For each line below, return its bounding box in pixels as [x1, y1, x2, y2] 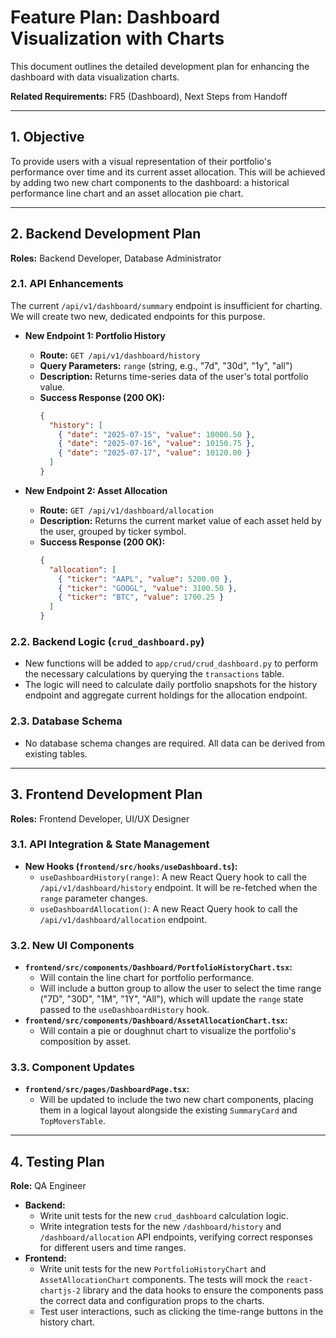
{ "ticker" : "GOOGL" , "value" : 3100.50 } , [58, 583, 238, 593]
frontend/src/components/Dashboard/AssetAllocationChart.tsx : [24, 1014, 288, 1026]
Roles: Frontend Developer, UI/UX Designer [10, 812, 190, 825]
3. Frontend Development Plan [10, 786, 203, 803]
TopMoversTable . [39, 1115, 106, 1127]
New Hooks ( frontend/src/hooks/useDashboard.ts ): [24, 860, 238, 872]
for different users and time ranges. [39, 1242, 187, 1254]
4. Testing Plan [10, 1153, 105, 1170]
